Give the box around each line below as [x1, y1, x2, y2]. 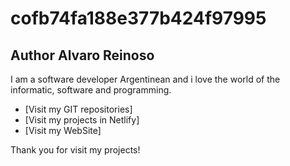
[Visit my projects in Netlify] [24, 114, 140, 126]
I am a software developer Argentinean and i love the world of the [10, 73, 281, 85]
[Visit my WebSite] [24, 125, 102, 136]
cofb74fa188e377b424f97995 [10, 7, 267, 30]
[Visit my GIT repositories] [24, 103, 133, 115]
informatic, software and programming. [10, 84, 172, 96]
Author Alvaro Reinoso [10, 47, 155, 64]
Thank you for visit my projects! [10, 144, 141, 156]
